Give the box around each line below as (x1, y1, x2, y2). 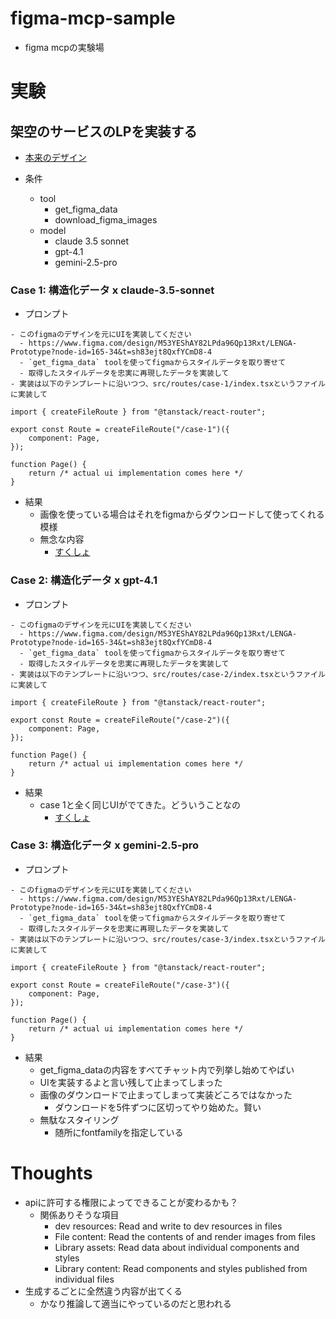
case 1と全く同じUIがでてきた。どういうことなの (39, 798, 242, 811)
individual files (54, 1273, 115, 1285)
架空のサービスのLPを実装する (10, 123, 198, 140)
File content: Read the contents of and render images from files (54, 1230, 316, 1242)
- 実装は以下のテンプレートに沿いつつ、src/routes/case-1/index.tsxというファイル (10, 379, 326, 389)
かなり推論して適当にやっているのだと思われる (39, 1297, 232, 1309)
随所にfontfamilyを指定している (54, 1126, 184, 1138)
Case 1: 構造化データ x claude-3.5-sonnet (10, 283, 215, 297)
